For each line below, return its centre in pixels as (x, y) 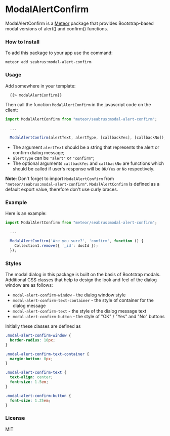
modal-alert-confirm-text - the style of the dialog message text (79, 311)
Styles (13, 263)
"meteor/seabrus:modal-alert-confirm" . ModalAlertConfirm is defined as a (82, 184)
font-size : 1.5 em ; (29, 382)
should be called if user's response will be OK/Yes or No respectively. (83, 169)
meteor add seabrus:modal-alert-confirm (49, 62)
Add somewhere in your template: (40, 86)
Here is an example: (26, 213)
